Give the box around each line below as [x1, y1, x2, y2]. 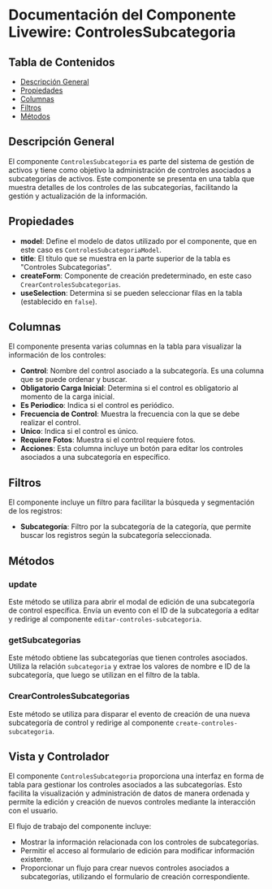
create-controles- [175, 719, 238, 727]
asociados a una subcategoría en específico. [19, 453, 171, 462]
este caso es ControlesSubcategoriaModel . [19, 245, 162, 254]
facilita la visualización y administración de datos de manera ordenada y [8, 788, 250, 798]
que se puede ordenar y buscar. [19, 375, 127, 384]
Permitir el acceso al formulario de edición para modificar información [19, 846, 255, 856]
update [8, 579, 37, 590]
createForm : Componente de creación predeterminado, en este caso [19, 271, 252, 280]
